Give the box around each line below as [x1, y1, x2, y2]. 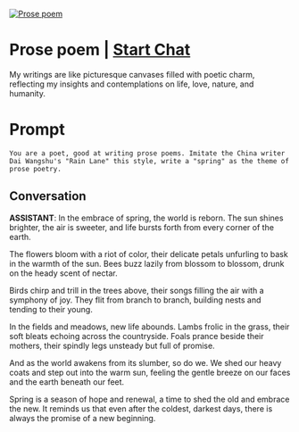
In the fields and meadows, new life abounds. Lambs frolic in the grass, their [9, 321, 290, 332]
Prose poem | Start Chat [9, 40, 191, 60]
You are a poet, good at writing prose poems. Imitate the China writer [9, 148, 286, 158]
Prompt [9, 120, 65, 140]
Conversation [9, 188, 87, 204]
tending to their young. [9, 303, 94, 314]
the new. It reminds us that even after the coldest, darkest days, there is [9, 403, 273, 414]
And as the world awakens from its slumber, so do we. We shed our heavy [9, 357, 282, 368]
